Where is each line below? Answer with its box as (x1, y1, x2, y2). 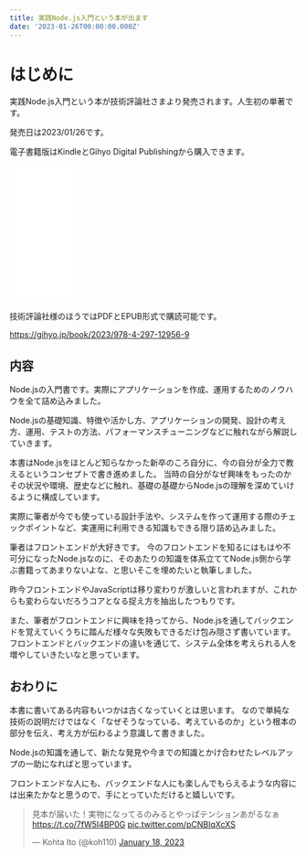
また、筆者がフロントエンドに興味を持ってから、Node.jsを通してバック (9, 615, 279, 626)
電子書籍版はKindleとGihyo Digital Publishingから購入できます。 (9, 146, 249, 157)
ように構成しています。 (16, 491, 105, 503)
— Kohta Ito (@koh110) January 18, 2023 (31, 837, 185, 848)
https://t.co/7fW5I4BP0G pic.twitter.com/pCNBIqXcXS (31, 819, 236, 830)
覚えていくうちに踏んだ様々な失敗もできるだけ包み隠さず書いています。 (25, 626, 296, 637)
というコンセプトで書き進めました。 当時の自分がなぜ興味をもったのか (25, 468, 292, 480)
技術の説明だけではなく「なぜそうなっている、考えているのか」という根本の (9, 716, 297, 727)
